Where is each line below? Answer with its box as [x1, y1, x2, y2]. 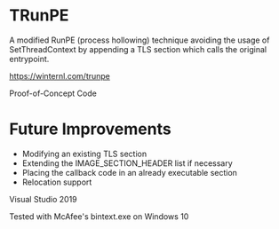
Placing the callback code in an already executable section [21, 167, 238, 178]
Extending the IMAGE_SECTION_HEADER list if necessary [21, 157, 233, 169]
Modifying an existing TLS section [21, 148, 147, 159]
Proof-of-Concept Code [9, 88, 98, 99]
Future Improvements [9, 119, 171, 139]
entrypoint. [9, 53, 50, 64]
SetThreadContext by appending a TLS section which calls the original [9, 43, 267, 54]
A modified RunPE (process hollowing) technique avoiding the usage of [9, 35, 270, 45]
